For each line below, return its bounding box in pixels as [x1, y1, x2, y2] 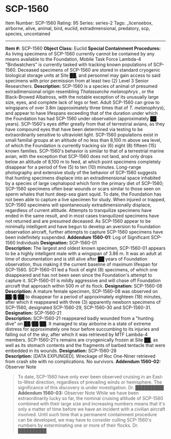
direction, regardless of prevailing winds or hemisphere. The [35, 379, 162, 385]
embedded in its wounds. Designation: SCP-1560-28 [5, 348, 117, 354]
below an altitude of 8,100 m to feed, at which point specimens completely [5, 159, 161, 165]
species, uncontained [5, 30, 51, 37]
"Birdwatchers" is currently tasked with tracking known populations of [5, 61, 153, 68]
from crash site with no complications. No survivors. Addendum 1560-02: [5, 358, 161, 364]
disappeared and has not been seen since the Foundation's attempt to [5, 272, 153, 278]
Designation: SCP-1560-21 [5, 309, 62, 316]
